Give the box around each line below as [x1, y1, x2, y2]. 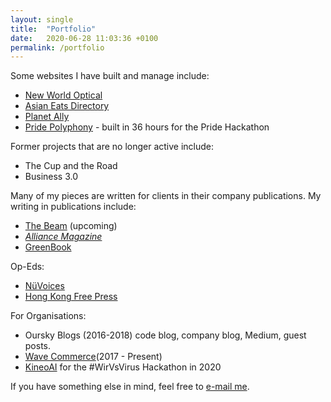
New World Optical [24, 89, 103, 101]
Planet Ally [24, 111, 70, 123]
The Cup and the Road [24, 160, 118, 172]
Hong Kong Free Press [24, 291, 118, 303]
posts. [24, 340, 52, 352]
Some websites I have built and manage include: [10, 70, 210, 82]
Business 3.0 [24, 171, 79, 183]
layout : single [10, 14, 74, 25]
